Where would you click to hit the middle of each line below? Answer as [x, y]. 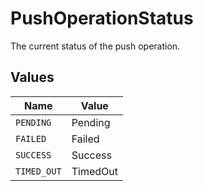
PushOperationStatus [102, 18]
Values [32, 77]
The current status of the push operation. [95, 46]
